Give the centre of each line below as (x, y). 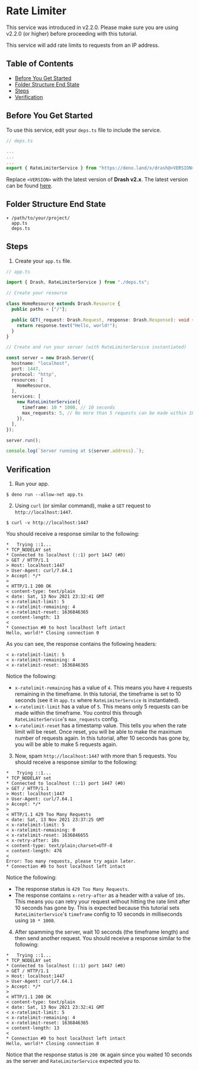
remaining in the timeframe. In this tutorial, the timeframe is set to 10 (98, 694)
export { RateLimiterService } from (51, 168)
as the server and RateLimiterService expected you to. (73, 1061)
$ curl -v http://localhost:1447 (47, 523)
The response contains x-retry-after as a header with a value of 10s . (100, 895)
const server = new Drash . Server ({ (50, 358)
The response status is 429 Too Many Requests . (72, 889)
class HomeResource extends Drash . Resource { (63, 304)
